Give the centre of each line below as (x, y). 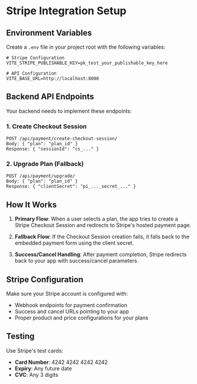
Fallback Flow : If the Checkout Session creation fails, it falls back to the (102, 237)
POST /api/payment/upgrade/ (41, 176)
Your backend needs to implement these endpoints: (69, 111)
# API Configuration (32, 73)
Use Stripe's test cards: (35, 350)
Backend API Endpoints (50, 97)
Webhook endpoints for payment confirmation (71, 305)
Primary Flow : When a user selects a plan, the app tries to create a (96, 219)
